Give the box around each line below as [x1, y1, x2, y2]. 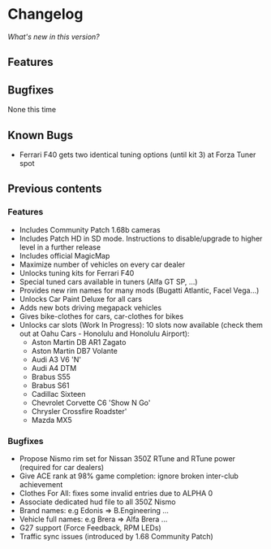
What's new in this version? [7, 32, 101, 41]
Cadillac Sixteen [31, 389, 86, 399]
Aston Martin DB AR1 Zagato [31, 337, 127, 346]
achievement [19, 479, 63, 489]
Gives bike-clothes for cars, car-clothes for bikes [19, 311, 184, 321]
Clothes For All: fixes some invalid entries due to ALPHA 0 [19, 488, 213, 498]
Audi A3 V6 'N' [31, 355, 82, 364]
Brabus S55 [31, 372, 71, 381]
